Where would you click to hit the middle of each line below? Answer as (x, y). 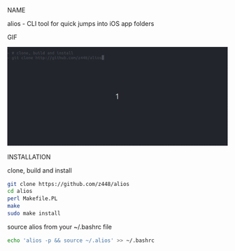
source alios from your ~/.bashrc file (59, 227)
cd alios (20, 192)
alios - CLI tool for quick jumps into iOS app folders (81, 23)
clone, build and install (40, 170)
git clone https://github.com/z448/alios (69, 184)
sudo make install (34, 214)
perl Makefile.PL (33, 199)
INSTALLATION (29, 157)
